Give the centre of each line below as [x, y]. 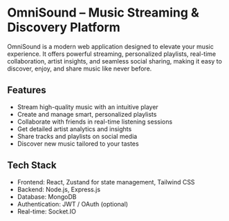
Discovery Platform [64, 27]
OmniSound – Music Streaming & [103, 13]
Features [27, 90]
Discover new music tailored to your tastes [78, 144]
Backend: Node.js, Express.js [59, 189]
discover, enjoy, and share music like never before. [80, 68]
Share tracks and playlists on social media [77, 136]
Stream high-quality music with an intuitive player [88, 107]
